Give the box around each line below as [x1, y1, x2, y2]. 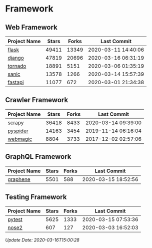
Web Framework [5, 23, 57, 32]
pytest [7, 216, 22, 223]
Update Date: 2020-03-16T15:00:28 [5, 237, 80, 243]
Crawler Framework [5, 96, 68, 104]
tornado [7, 63, 26, 69]
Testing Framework [5, 193, 67, 201]
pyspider [7, 127, 28, 134]
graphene [7, 176, 31, 183]
